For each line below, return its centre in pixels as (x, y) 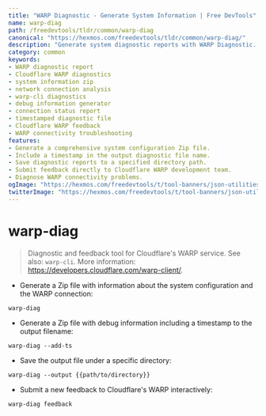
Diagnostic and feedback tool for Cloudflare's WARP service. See (134, 253)
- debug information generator (60, 104)
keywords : (25, 60)
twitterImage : (32, 192)
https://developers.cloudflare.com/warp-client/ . (105, 270)
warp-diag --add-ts (40, 346)
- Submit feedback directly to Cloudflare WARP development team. (120, 170)
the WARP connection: (56, 293)
